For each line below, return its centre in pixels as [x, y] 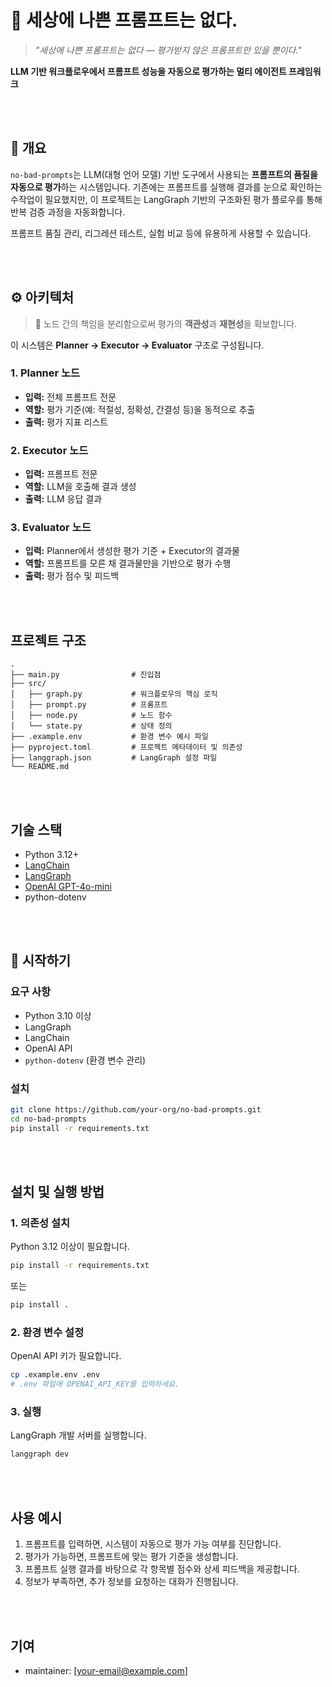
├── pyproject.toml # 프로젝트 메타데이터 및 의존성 [126, 747]
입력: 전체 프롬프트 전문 [70, 397]
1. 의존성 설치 [40, 1223]
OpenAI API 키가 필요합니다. [66, 1356]
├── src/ [28, 684]
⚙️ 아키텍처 [42, 297]
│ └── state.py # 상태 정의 [91, 726]
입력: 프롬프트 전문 [61, 474]
